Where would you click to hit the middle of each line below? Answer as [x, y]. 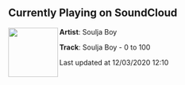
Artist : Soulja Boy [88, 31]
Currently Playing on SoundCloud [93, 13]
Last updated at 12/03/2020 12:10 [114, 62]
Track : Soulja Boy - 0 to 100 [105, 47]
